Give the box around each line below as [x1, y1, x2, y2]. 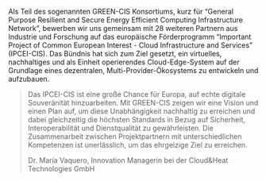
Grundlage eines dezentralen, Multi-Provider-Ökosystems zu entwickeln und [8, 66, 259, 75]
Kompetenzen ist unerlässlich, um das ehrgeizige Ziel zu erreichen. [27, 141, 248, 149]
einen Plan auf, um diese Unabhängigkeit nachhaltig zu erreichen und [27, 106, 256, 116]
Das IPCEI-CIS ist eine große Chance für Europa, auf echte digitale [27, 90, 246, 98]
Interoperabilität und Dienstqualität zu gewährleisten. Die [27, 123, 214, 133]
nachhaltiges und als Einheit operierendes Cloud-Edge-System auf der [8, 57, 240, 67]
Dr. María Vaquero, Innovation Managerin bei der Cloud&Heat [27, 156, 229, 165]
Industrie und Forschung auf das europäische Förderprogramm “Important [8, 32, 252, 41]
